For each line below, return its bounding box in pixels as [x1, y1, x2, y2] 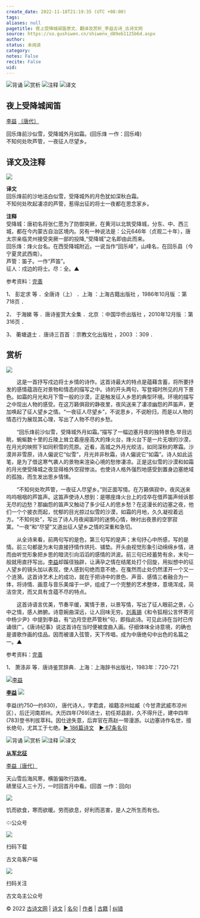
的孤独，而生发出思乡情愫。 [6, 473, 74, 480]
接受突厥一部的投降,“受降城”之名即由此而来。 [37, 235, 148, 242]
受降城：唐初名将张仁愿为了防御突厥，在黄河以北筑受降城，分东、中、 [6, 221, 179, 227]
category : [6, 48, 31, 54]
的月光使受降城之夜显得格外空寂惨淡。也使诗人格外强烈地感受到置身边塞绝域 [6, 466, 194, 473]
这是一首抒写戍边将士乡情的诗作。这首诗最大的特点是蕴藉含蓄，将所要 [16, 378, 189, 385]
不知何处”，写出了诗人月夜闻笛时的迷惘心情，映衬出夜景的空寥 [18, 515, 173, 523]
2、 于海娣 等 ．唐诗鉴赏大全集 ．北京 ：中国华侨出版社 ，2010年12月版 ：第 [6, 311, 193, 317]
